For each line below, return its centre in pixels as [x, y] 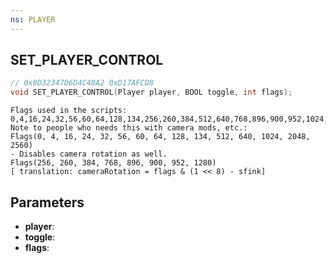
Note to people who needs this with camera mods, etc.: [129, 128]
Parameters [47, 202]
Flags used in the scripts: [69, 111]
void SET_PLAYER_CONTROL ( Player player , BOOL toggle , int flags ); [151, 92]
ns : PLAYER [33, 19]
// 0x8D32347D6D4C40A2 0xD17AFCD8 [82, 83]
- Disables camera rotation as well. [89, 154]
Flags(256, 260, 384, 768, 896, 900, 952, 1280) [113, 163]
